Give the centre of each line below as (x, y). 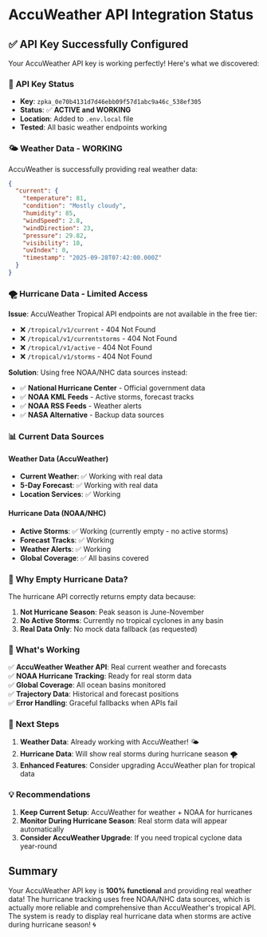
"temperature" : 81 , (55, 199)
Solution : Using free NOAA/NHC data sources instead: (98, 372)
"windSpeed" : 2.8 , (53, 220)
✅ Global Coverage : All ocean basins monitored (87, 685)
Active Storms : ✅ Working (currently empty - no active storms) (124, 531)
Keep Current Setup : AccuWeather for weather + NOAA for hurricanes (136, 812)
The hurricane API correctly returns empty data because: (102, 596)
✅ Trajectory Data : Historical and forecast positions (94, 694)
